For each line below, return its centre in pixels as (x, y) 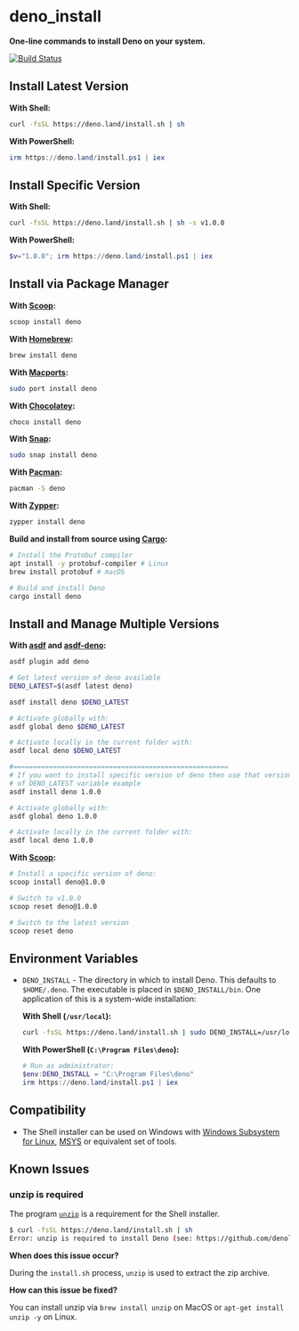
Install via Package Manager (89, 284)
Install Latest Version (69, 86)
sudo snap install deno (53, 455)
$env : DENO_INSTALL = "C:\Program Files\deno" (108, 1074)
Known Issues (49, 1169)
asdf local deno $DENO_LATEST (65, 751)
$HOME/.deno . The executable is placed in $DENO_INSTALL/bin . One (141, 990)
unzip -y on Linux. (43, 1317)
